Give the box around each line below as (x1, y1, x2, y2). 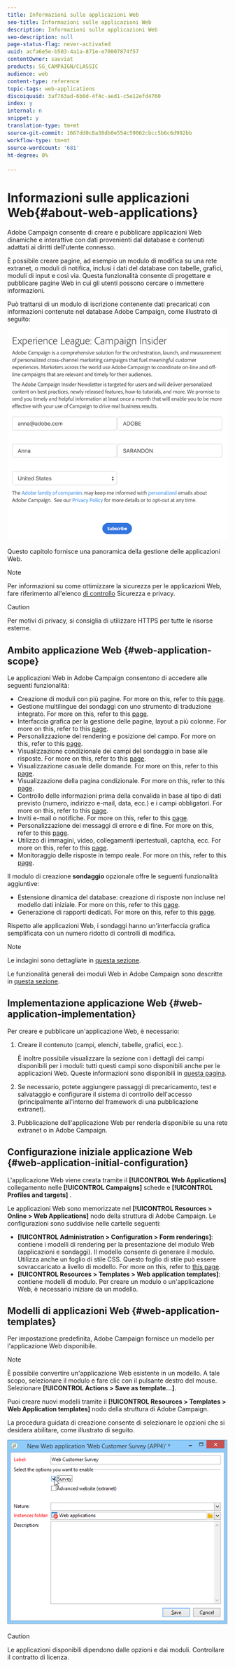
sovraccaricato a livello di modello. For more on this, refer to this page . (17, 1262, 222, 1271)
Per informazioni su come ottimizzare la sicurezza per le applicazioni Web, (7, 582, 222, 590)
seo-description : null (7, 34, 73, 41)
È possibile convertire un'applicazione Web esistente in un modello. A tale (7, 1369, 220, 1378)
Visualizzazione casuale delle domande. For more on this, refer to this (17, 761, 219, 770)
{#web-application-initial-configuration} (7, 1157, 189, 1169)
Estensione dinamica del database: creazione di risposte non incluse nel (17, 893, 226, 901)
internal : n (7, 107, 42, 115)
